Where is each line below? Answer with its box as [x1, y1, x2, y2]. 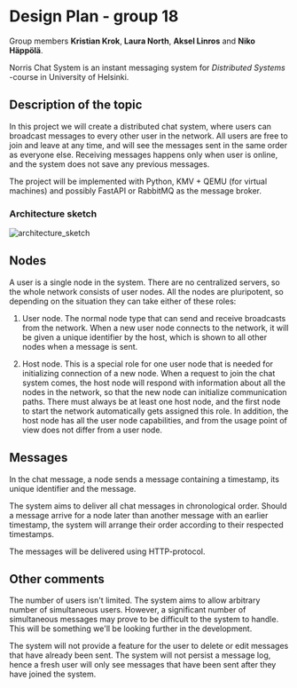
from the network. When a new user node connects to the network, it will [21, 322, 289, 333]
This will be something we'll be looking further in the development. [9, 623, 253, 634]
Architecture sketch [9, 207, 98, 219]
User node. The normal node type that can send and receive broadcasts [21, 312, 286, 323]
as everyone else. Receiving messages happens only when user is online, [9, 149, 278, 160]
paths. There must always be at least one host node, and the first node [21, 396, 281, 407]
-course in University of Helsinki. [9, 71, 129, 82]
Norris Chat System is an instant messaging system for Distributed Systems [9, 62, 285, 73]
